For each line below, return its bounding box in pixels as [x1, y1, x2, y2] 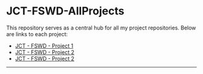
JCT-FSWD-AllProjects [6, 4, 125, 18]
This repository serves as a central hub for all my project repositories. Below [6, 24, 196, 31]
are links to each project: [6, 30, 68, 37]
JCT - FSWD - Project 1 [14, 42, 74, 49]
